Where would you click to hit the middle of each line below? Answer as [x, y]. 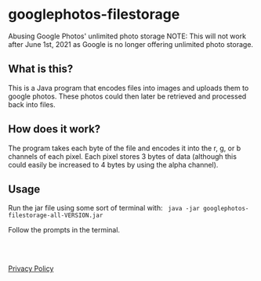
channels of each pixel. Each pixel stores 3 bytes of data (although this [123, 156]
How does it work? [54, 130]
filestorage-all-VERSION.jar [56, 216]
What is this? [41, 69]
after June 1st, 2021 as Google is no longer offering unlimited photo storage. [130, 44]
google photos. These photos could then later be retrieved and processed [127, 96]
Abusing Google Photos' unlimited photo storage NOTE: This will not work [127, 36]
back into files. [32, 104]
